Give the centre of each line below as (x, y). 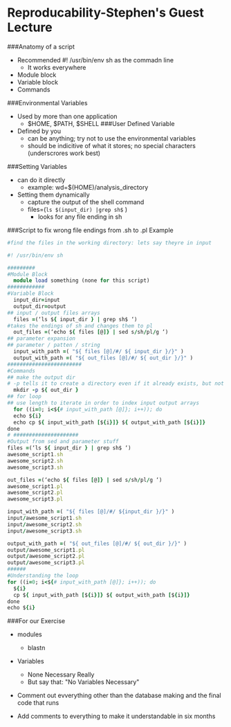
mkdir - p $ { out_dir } (46, 390)
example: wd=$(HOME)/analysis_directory (88, 187)
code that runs (38, 703)
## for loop (24, 397)
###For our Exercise (36, 621)
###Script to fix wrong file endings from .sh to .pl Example (91, 230)
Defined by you (39, 131)
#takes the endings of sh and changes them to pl (80, 326)
